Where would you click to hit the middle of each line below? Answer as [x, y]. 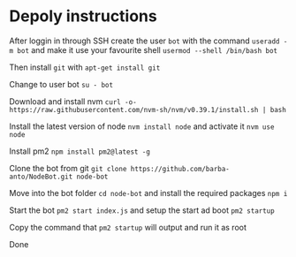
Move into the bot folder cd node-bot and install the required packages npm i [148, 193]
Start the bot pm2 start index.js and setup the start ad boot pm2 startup [142, 210]
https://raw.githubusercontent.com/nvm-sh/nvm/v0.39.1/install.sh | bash [148, 110]
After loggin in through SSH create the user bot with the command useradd [144, 41]
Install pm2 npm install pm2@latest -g [80, 151]
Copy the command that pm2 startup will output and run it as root [128, 227]
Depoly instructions [83, 16]
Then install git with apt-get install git [85, 67]
